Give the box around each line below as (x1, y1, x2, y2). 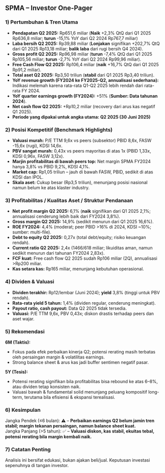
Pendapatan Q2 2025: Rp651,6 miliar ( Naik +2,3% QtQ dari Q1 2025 (12, 30, 151, 36)
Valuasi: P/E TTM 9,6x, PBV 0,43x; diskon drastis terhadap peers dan (12, 311, 154, 316)
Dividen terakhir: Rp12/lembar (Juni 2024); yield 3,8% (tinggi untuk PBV (12, 289, 160, 295)
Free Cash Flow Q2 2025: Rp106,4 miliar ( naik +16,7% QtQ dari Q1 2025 (12, 61, 159, 67)
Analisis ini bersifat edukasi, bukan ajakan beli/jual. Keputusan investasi (5, 457, 150, 463)
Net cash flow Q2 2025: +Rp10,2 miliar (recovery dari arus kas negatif (12, 103, 155, 109)
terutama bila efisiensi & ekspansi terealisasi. (24, 394, 116, 400)
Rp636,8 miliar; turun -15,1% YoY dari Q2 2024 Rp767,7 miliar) (12, 35, 138, 41)
